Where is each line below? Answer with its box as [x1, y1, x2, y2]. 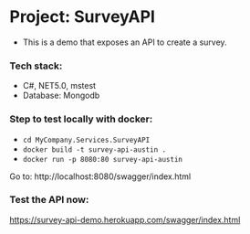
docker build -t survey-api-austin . [22, 144, 167, 154]
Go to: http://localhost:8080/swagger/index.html [9, 171, 192, 182]
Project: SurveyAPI [9, 6, 155, 27]
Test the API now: [9, 194, 89, 207]
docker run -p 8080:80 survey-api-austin [22, 154, 182, 164]
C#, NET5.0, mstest [22, 80, 97, 91]
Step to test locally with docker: [9, 112, 153, 125]
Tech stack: [9, 59, 63, 72]
